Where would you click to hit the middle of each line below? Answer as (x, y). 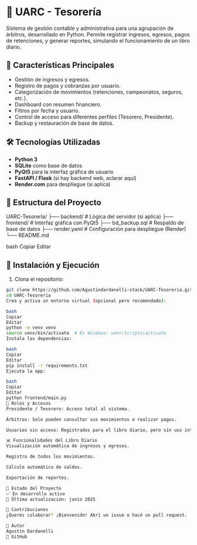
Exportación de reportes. (38, 478)
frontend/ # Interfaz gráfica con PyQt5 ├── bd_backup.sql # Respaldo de (95, 223)
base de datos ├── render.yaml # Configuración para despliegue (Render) (96, 229)
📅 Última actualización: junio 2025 (51, 499)
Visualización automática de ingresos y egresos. (68, 446)
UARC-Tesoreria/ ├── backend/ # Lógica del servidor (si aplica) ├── (90, 217)
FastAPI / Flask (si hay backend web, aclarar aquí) (75, 178)
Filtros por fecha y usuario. (47, 110)
